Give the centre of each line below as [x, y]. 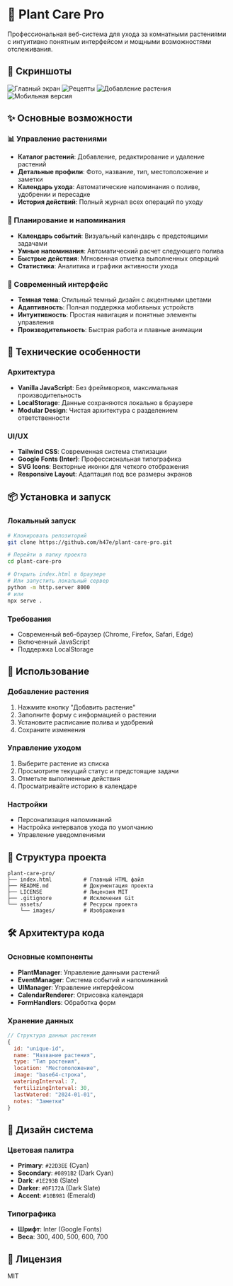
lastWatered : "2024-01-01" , [55, 1094]
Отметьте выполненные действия [69, 778]
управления [36, 322]
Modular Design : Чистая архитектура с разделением [98, 410]
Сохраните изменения [52, 729]
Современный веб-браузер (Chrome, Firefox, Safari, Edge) [105, 634]
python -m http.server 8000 [49, 587]
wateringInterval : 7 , [46, 1082]
